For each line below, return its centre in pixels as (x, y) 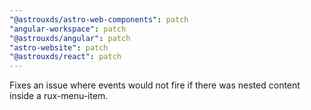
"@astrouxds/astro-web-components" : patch (99, 19)
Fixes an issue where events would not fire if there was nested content (155, 85)
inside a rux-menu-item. (59, 96)
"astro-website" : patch (59, 47)
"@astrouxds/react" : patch (65, 57)
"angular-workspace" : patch (68, 29)
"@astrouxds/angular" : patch (70, 38)
